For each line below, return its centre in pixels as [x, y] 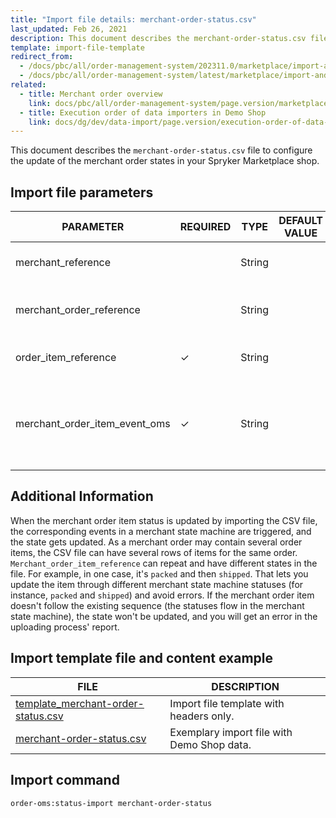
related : [28, 85]
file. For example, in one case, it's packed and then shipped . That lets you [159, 573]
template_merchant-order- [80, 703]
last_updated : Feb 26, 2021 [69, 29]
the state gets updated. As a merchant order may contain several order [156, 542]
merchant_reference [63, 263]
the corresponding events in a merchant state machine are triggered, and [161, 531]
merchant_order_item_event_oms [93, 424]
